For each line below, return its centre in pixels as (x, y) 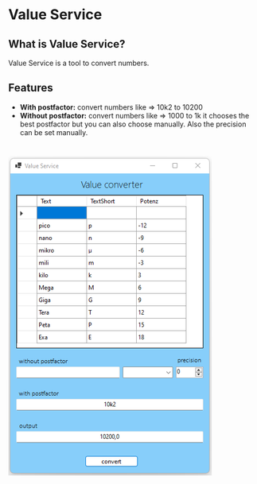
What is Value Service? (67, 44)
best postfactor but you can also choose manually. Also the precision (133, 124)
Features (31, 88)
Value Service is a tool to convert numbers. (79, 63)
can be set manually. (54, 132)
